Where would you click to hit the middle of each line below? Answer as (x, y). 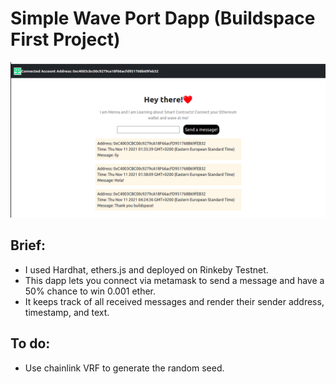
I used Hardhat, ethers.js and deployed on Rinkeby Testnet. (146, 269)
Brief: (28, 245)
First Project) (65, 39)
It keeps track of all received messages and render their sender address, (174, 301)
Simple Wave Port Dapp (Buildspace (163, 18)
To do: (30, 343)
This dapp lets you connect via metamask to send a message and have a (174, 280)
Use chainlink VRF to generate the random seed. (124, 368)
